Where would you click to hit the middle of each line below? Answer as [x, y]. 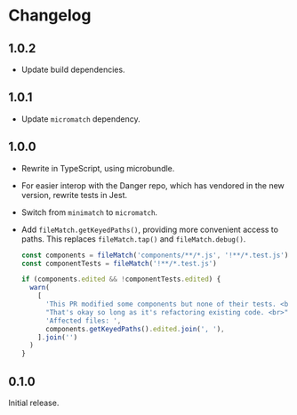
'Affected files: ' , [83, 321]
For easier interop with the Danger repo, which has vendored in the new [153, 185]
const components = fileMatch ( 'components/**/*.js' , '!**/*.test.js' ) [155, 255]
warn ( [40, 288]
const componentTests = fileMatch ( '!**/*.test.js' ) [119, 263]
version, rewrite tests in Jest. [74, 195]
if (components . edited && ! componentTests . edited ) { [121, 279]
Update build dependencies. [73, 69]
